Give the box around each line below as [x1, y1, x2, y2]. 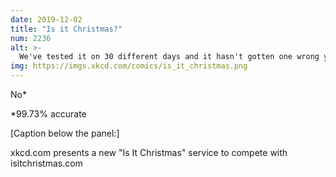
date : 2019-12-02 [10, 14, 83, 25]
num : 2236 [10, 33, 52, 43]
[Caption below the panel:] [10, 127, 120, 139]
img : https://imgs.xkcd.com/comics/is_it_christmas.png [10, 61, 248, 71]
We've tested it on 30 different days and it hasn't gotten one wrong [19, 52, 320, 62]
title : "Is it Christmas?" [10, 24, 123, 34]
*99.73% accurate [10, 108, 87, 120]
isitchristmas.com [10, 157, 83, 169]
